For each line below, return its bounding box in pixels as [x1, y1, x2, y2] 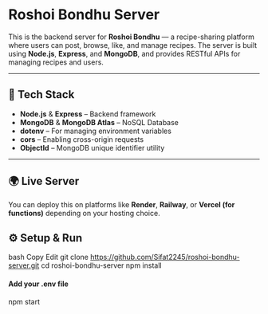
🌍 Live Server [8, 175, 80, 188]
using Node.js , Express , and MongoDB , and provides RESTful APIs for [8, 49, 241, 58]
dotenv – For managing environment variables [19, 126, 171, 135]
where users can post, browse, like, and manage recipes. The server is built [8, 40, 258, 49]
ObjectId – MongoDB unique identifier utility [19, 143, 165, 152]
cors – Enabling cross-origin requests [19, 134, 144, 144]
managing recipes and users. [8, 57, 104, 67]
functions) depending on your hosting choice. [8, 208, 161, 218]
